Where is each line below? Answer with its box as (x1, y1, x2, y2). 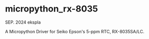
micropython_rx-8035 (5, 3, 98, 14)
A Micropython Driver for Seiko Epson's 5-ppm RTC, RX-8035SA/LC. (5, 28, 145, 34)
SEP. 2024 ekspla (5, 19, 41, 25)
